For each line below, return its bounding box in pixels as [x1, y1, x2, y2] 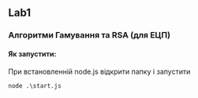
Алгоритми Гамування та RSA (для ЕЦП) [8, 30, 171, 41]
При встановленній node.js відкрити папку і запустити [8, 67, 191, 76]
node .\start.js [8, 82, 62, 89]
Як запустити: [8, 49, 57, 58]
